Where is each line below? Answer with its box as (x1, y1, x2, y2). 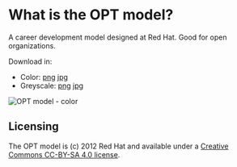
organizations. (8, 40, 57, 50)
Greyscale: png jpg (19, 81, 83, 90)
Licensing (8, 119, 59, 134)
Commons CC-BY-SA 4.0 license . (8, 149, 121, 159)
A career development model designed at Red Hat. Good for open (8, 32, 227, 42)
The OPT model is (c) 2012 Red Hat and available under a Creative (8, 141, 229, 151)
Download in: (8, 56, 53, 66)
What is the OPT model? (8, 6, 174, 24)
